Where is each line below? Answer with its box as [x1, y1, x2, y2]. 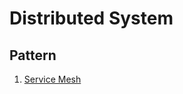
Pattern [9, 47, 57, 64]
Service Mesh [23, 73, 82, 85]
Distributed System [9, 7, 174, 30]
